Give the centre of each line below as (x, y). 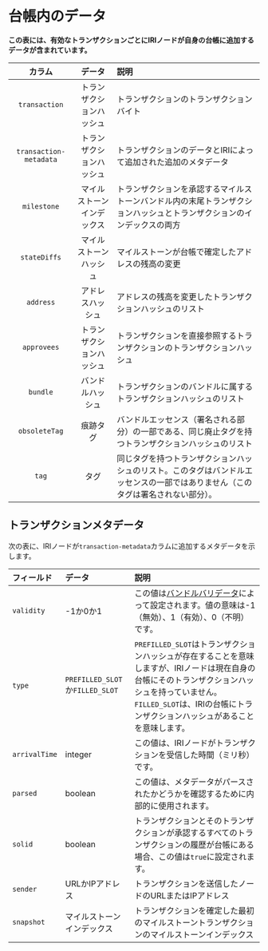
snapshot (29, 922)
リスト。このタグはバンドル (193, 470)
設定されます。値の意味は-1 (203, 605)
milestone (41, 206)
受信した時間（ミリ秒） (211, 755)
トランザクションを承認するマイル (181, 188)
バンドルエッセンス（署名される (177, 419)
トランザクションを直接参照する (177, 335)
